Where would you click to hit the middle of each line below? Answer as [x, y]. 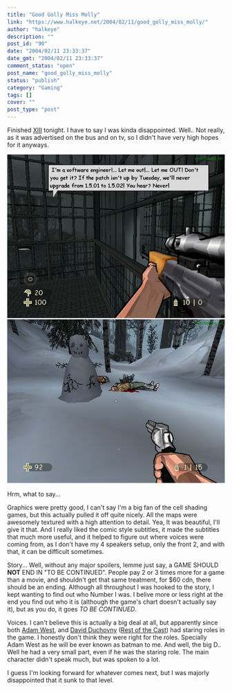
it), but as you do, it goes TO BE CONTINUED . [72, 609]
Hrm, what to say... [34, 494]
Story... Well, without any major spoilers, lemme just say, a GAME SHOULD [113, 565]
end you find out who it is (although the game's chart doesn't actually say [112, 602]
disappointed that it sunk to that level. [60, 680]
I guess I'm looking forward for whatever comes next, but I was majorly [108, 673]
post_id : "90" [28, 44]
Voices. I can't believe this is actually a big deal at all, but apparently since [113, 622]
